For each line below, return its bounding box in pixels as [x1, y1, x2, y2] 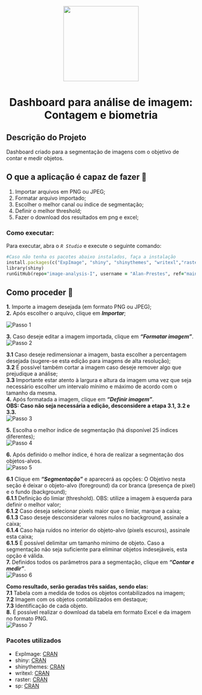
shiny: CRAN [14, 656, 47, 664]
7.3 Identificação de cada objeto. [6, 602, 88, 610]
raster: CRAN [14, 676, 48, 683]
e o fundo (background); [6, 488, 67, 496]
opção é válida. [6, 552, 44, 560]
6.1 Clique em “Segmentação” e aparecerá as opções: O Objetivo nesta [6, 475, 186, 483]
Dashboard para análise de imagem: [9, 96, 193, 110]
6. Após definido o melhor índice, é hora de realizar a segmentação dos [6, 451, 185, 459]
